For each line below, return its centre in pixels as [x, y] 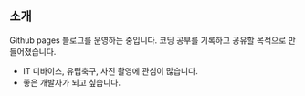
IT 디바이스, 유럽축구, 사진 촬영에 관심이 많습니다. [110, 70]
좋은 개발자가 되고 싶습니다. [72, 82]
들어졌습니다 [32, 51]
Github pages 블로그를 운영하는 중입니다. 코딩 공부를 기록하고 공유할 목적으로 [148, 40]
